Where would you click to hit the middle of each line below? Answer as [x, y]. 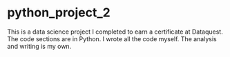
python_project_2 [59, 13]
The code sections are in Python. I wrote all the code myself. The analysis [112, 38]
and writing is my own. [39, 46]
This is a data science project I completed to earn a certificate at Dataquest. [115, 32]
